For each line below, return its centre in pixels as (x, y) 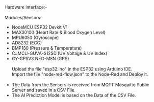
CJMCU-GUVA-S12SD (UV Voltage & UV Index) (59, 53)
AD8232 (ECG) (27, 43)
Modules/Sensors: (23, 17)
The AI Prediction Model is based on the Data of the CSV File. (74, 95)
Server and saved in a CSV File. (43, 90)
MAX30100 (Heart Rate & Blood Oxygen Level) (59, 32)
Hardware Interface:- (26, 7)
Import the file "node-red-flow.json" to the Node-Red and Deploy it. (80, 74)
